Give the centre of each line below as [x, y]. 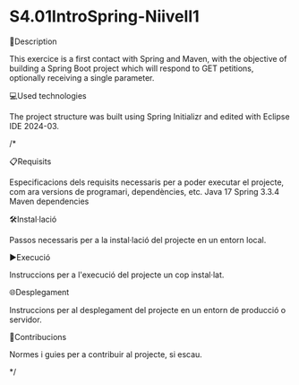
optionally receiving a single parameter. [82, 77]
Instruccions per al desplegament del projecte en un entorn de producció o [148, 310]
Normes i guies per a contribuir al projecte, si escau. [106, 354]
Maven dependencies [49, 201]
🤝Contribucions [38, 337]
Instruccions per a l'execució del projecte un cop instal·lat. [117, 275]
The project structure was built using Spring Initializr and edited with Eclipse [149, 116]
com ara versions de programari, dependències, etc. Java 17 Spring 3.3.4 [145, 191]
